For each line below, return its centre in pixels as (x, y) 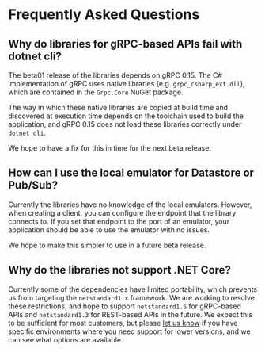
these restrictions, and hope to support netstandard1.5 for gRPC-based (125, 306)
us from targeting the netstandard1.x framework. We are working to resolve (131, 297)
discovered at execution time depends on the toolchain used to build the (126, 116)
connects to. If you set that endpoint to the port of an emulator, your (119, 221)
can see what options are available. (66, 339)
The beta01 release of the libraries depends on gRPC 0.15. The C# (115, 75)
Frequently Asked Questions (104, 15)
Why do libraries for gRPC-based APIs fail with (125, 44)
